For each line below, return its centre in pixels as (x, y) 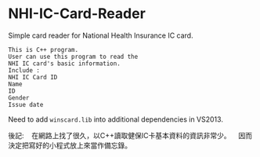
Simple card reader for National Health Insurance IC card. (101, 35)
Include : (24, 70)
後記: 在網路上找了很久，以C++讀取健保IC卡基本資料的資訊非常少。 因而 (130, 135)
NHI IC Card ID (33, 77)
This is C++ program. (43, 49)
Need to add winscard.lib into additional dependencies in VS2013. (116, 119)
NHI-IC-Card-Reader (77, 14)
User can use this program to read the (73, 57)
